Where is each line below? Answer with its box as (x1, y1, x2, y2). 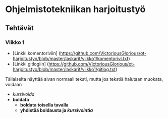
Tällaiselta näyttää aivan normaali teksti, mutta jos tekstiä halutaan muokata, (5, 76, 163, 82)
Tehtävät (5, 24, 34, 32)
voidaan (5, 81, 22, 87)
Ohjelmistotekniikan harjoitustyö (5, 4, 146, 15)
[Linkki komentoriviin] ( (12, 50, 61, 56)
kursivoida (12, 91, 35, 97)
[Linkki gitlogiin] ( (12, 61, 49, 67)
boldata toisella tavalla (20, 102, 69, 108)
